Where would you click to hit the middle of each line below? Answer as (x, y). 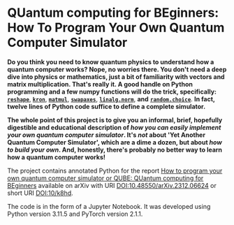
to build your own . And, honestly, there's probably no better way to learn (115, 150)
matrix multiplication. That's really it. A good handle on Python (100, 84)
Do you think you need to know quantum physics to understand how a (111, 61)
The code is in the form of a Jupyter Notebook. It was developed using (109, 206)
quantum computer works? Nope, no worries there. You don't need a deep (117, 69)
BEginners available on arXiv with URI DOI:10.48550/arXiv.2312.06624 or (112, 185)
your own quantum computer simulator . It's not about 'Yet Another (107, 135)
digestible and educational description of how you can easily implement (114, 127)
